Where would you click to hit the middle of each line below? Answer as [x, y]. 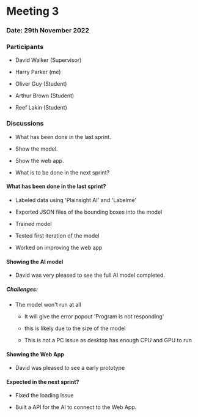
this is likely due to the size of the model [75, 328]
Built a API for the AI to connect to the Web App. [76, 407]
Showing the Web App [35, 354]
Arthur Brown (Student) [45, 96]
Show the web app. [39, 160]
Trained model [33, 224]
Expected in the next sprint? [43, 381]
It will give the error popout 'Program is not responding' [94, 317]
